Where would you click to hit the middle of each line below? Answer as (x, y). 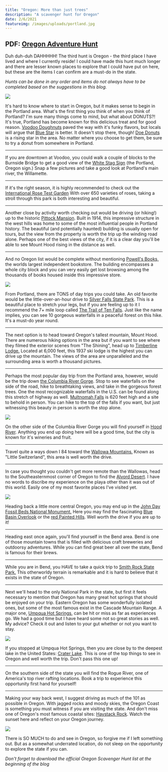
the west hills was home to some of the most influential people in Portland (81, 223)
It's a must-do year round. (32, 321)
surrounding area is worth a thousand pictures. (53, 362)
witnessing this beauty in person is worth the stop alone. (63, 408)
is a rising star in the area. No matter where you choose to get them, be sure (84, 138)
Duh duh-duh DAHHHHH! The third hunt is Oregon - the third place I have (81, 56)
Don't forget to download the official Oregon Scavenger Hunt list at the (78, 759)
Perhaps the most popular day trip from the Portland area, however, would (81, 376)
